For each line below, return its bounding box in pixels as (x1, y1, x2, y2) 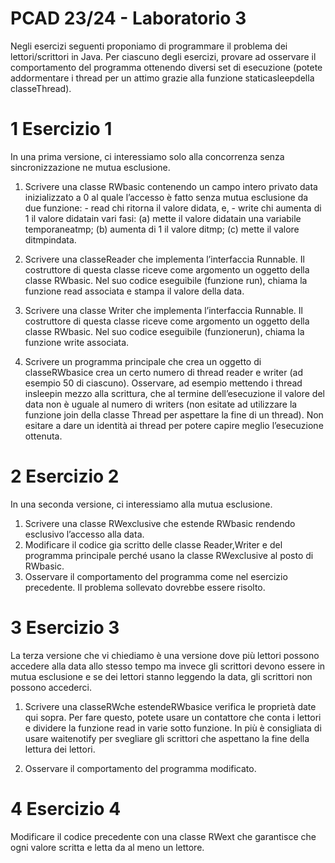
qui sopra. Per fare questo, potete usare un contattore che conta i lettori (24, 711, 322, 723)
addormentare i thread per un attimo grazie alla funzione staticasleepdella (10, 72, 315, 84)
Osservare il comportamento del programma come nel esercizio (24, 570, 288, 582)
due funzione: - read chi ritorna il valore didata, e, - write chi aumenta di (24, 202, 322, 214)
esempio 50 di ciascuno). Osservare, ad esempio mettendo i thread (24, 377, 303, 389)
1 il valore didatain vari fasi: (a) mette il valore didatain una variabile (24, 212, 302, 224)
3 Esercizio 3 (10, 617, 120, 639)
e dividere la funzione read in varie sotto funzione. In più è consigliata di (24, 722, 322, 734)
